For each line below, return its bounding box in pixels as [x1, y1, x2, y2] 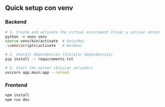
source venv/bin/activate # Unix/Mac [5, 39, 84, 43]
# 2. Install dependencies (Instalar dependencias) [5, 52, 113, 57]
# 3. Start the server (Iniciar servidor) [5, 65, 93, 70]
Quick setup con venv [5, 4, 74, 12]
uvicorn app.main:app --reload [5, 70, 69, 75]
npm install [5, 92, 29, 97]
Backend [5, 19, 27, 25]
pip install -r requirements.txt [5, 57, 74, 62]
